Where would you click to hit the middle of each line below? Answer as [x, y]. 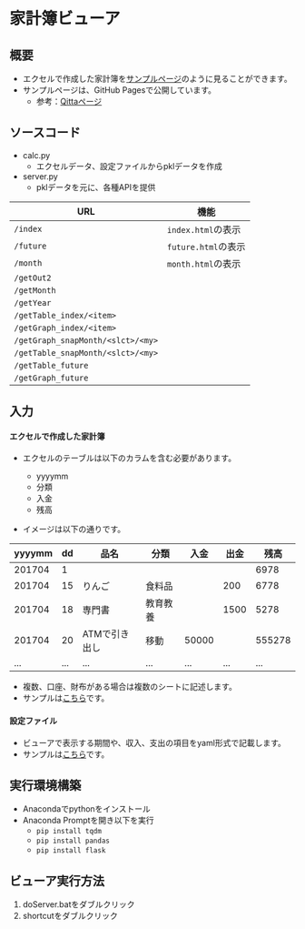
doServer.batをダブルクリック [79, 904]
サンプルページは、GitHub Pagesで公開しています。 [119, 90]
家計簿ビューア [65, 19]
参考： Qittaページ [69, 101]
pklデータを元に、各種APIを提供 [96, 187]
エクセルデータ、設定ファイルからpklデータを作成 [129, 166]
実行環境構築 [45, 785]
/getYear [33, 303]
